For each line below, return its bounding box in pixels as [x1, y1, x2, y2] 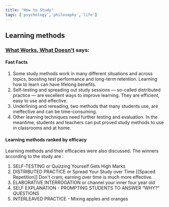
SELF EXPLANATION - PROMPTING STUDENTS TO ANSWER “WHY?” [12, 185, 160, 191]
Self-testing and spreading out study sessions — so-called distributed [12, 87, 161, 93]
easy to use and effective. [12, 98, 68, 104]
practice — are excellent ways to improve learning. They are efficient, [12, 93, 160, 99]
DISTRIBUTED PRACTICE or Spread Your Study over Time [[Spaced [12, 169, 156, 175]
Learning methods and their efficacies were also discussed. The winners [5, 148, 159, 154]
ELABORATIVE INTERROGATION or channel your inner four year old [12, 179, 155, 186]
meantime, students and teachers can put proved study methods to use [12, 120, 164, 126]
